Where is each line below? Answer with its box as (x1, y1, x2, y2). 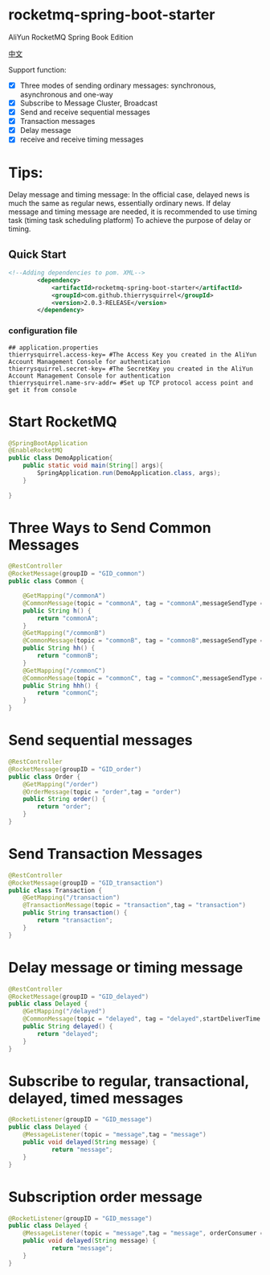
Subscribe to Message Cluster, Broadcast (19, 98, 158, 108)
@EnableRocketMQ (8, 447, 63, 455)
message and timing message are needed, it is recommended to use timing (8, 207, 257, 217)
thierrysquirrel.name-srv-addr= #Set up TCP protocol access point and (8, 378, 253, 387)
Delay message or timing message (8, 958, 243, 976)
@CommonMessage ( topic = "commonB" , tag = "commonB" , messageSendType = (22, 637, 264, 645)
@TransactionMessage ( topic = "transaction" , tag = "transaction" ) (22, 902, 247, 910)
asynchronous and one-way (19, 90, 114, 99)
